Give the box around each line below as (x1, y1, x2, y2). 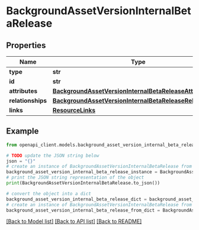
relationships (9, 96, 47, 105)
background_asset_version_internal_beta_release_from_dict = (6, 207, 161, 213)
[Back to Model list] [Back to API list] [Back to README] (6, 218, 142, 225)
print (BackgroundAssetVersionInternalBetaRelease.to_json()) (6, 180, 161, 186)
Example (6, 126, 39, 137)
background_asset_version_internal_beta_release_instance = (6, 169, 158, 175)
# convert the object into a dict (6, 190, 92, 196)
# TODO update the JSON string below (6, 153, 99, 158)
